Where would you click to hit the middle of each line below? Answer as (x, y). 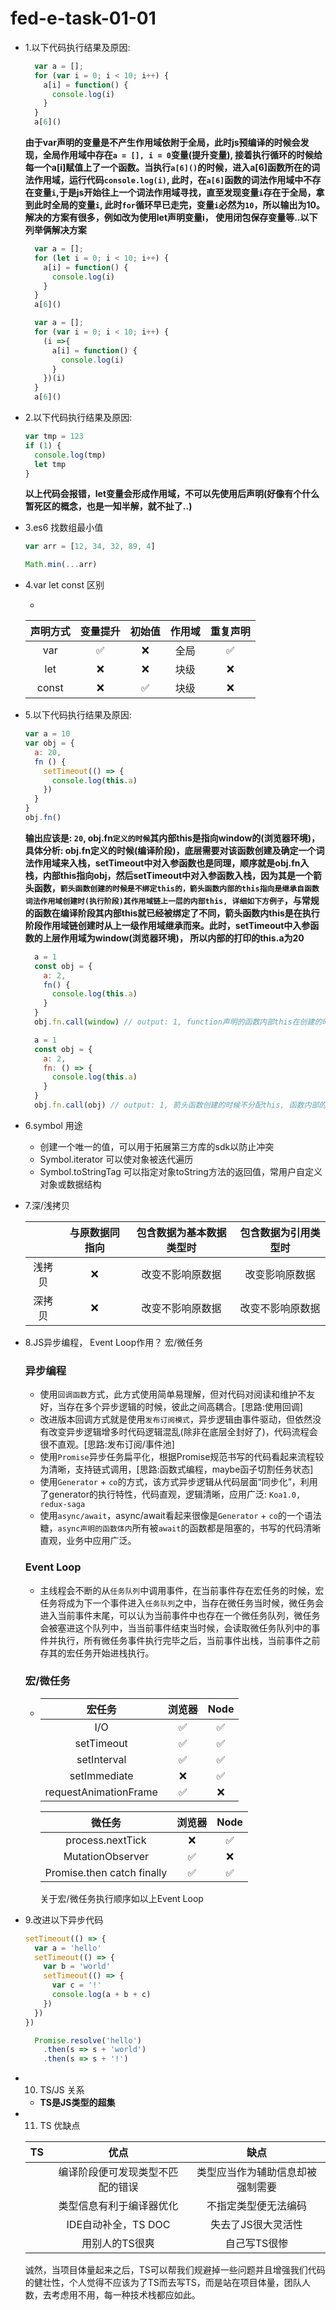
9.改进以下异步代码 (64, 1919)
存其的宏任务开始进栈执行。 (97, 1653)
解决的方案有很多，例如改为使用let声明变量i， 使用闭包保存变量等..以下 (171, 218)
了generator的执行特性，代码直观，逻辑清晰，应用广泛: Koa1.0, (170, 1494)
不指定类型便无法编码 (257, 2206)
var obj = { (49, 743)
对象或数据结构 (70, 1184)
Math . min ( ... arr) (61, 565)
